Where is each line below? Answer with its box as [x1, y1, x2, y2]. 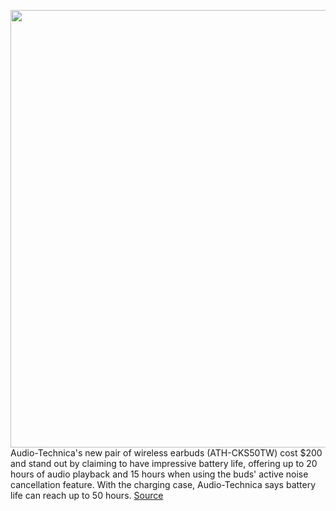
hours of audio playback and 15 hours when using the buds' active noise [10, 468, 309, 480]
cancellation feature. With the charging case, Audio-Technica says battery [10, 479, 317, 490]
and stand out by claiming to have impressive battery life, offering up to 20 [10, 458, 318, 469]
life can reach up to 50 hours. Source [10, 490, 164, 501]
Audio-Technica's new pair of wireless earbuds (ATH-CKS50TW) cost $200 [10, 447, 323, 459]
